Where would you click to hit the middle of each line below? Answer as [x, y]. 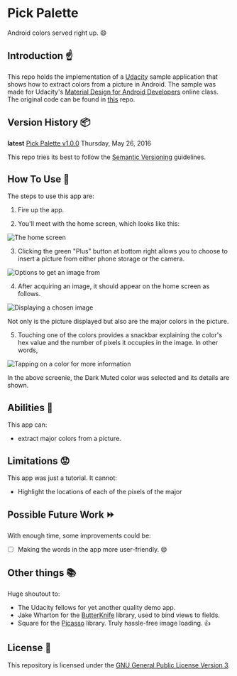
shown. [18, 386]
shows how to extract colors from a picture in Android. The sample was [112, 84]
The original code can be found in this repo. [71, 99]
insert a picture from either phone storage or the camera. [101, 259]
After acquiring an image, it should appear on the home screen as [114, 286]
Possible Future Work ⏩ [61, 515]
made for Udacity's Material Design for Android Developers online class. [113, 92]
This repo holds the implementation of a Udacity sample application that [113, 77]
